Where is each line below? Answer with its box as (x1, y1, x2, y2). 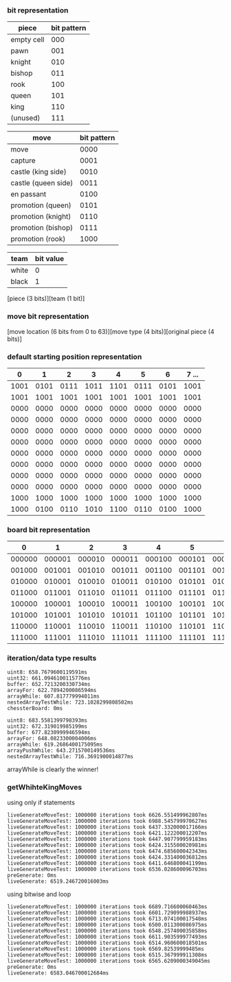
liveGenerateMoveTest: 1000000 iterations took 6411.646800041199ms (7, 859, 208, 866)
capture (10, 156, 36, 165)
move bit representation (7, 312, 89, 322)
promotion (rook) (10, 234, 66, 244)
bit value (34, 254, 64, 264)
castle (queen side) (10, 178, 74, 188)
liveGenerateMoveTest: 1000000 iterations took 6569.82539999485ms (7, 946, 205, 952)
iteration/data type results (7, 654, 97, 663)
